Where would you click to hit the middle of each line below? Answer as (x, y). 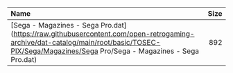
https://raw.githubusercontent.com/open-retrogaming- (104, 34)
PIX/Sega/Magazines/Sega (54, 51)
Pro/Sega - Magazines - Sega (149, 51)
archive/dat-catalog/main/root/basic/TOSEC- (86, 42)
